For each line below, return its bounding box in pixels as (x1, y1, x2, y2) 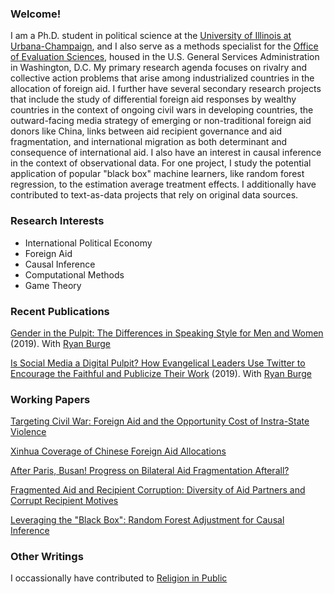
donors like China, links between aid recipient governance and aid (10, 125, 282, 137)
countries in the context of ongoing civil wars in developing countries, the (10, 104, 314, 116)
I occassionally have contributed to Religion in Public (10, 572, 228, 584)
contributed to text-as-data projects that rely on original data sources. (10, 189, 299, 201)
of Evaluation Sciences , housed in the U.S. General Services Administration (10, 51, 320, 63)
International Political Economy (24, 237, 153, 249)
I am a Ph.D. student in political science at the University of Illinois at (10, 30, 292, 42)
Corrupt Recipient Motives (10, 495, 119, 507)
